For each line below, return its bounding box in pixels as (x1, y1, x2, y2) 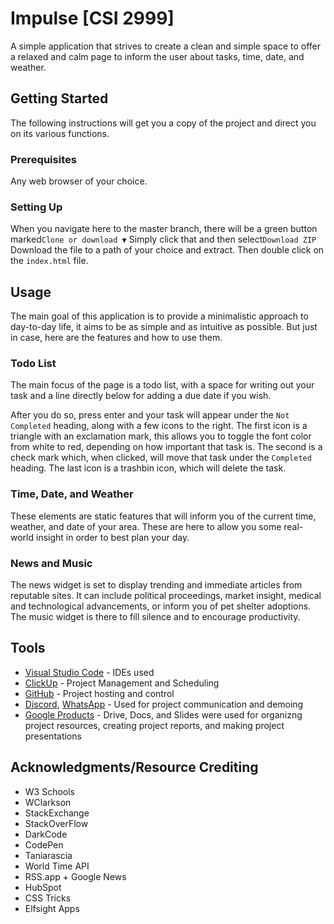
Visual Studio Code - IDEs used (24, 666, 155, 678)
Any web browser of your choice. (10, 175, 148, 187)
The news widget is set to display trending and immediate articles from (10, 579, 303, 591)
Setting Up (10, 200, 63, 214)
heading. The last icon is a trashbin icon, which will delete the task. (10, 462, 287, 474)
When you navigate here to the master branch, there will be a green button (10, 223, 318, 235)
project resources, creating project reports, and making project (24, 719, 285, 731)
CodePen (24, 838, 64, 851)
